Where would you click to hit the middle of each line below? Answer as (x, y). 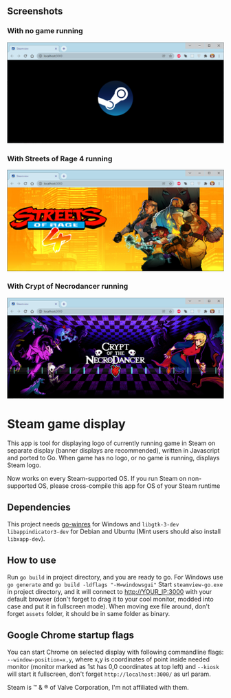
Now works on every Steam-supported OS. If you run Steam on (97, 479)
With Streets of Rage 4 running (60, 158)
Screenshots (35, 11)
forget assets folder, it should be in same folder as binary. (89, 613)
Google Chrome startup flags (71, 636)
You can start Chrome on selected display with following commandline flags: (115, 652)
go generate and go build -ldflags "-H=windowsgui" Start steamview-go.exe (115, 584)
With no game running (45, 31)
